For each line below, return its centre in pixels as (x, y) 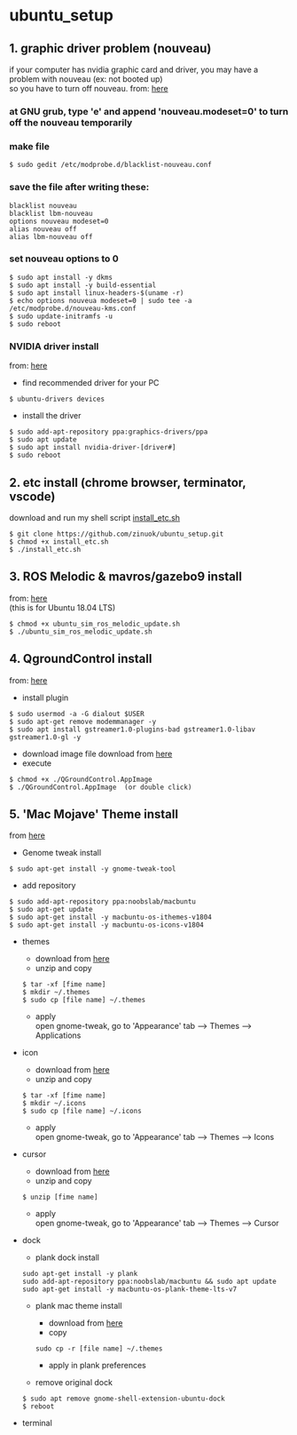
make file (30, 146)
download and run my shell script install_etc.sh (94, 517)
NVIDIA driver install (54, 346)
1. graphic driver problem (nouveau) (110, 48)
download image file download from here (97, 753)
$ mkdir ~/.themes (56, 993)
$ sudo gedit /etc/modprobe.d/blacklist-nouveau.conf (111, 165)
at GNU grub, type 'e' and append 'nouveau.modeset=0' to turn (149, 111)
